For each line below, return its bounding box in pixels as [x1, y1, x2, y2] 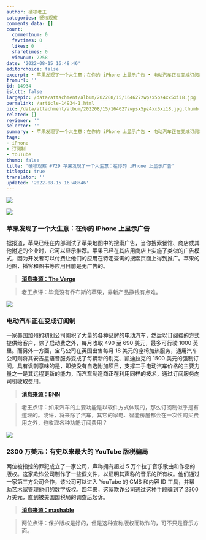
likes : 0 [12, 44, 34, 50]
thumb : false [6, 157, 40, 163]
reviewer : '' [6, 117, 40, 123]
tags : [6, 134, 20, 141]
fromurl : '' [6, 77, 37, 83]
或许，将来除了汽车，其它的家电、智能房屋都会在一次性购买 [42, 411, 194, 419]
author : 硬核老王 [6, 9, 47, 15]
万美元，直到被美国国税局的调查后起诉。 [6, 493, 109, 500]
